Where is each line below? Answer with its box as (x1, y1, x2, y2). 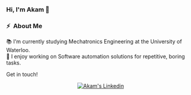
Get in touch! (6, 71, 38, 78)
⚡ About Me (6, 22, 43, 30)
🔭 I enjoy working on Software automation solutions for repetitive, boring (6, 53, 186, 60)
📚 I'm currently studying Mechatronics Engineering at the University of (6, 38, 183, 45)
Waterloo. (6, 47, 31, 54)
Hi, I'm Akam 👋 (6, 5, 50, 14)
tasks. (6, 59, 22, 66)
